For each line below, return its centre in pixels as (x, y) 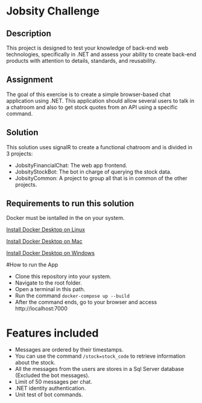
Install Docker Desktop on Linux (46, 230)
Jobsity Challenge (53, 11)
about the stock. (35, 363)
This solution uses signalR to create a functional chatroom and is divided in (99, 147)
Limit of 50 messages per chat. (53, 382)
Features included (52, 333)
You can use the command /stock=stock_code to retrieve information (100, 356)
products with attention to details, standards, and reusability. (81, 61)
